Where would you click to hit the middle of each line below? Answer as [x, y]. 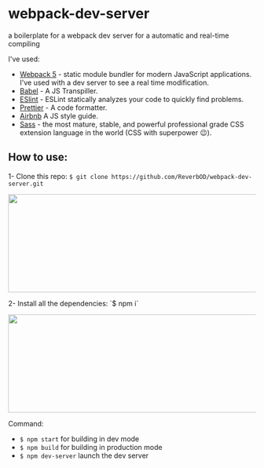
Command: [26, 423]
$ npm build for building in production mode [91, 447]
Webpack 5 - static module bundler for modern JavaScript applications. [136, 74]
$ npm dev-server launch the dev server [84, 455]
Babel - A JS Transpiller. [59, 90]
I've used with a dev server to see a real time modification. [114, 82]
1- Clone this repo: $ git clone [58, 176]
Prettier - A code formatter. [63, 108]
